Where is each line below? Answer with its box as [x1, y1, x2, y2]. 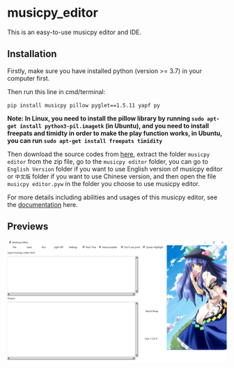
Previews [7, 221, 49, 233]
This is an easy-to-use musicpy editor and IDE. [7, 28, 141, 36]
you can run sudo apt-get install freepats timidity [7, 136, 162, 144]
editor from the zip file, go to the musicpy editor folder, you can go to [7, 157, 209, 165]
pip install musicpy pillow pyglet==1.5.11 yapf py [7, 102, 160, 109]
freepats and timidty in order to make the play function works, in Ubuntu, [7, 129, 223, 137]
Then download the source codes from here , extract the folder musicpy [7, 150, 210, 158]
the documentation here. [7, 200, 78, 208]
